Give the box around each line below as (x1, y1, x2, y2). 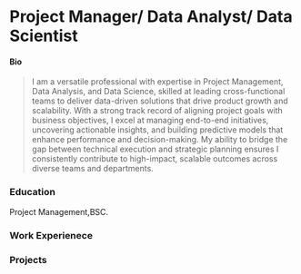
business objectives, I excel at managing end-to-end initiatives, (31, 115, 269, 126)
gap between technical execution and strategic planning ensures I (31, 143, 279, 155)
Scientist (9, 25, 79, 46)
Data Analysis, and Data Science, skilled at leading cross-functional (31, 86, 286, 97)
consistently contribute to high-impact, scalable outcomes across (31, 153, 278, 164)
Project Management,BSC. (9, 206, 109, 217)
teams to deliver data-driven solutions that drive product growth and (31, 95, 288, 106)
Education (9, 186, 56, 199)
